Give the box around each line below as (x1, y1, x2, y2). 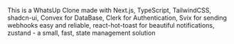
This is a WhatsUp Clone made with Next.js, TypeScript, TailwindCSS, (7, 6, 211, 14)
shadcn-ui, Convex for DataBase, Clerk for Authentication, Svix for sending (7, 13, 228, 22)
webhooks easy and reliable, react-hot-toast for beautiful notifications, (7, 21, 215, 29)
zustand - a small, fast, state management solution (7, 28, 156, 37)
